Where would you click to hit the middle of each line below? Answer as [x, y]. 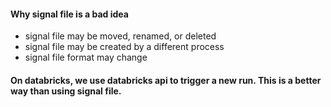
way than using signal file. [66, 91]
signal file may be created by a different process [124, 47]
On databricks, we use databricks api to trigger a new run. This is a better [166, 80]
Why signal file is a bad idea [69, 14]
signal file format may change [86, 57]
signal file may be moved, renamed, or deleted [120, 36]
